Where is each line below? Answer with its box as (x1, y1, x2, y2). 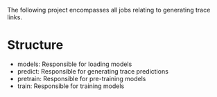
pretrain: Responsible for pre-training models (17, 74, 146, 83)
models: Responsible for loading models (17, 60, 132, 68)
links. (7, 13, 23, 21)
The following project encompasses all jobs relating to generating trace (7, 6, 211, 14)
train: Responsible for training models (17, 82, 125, 90)
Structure (7, 37, 64, 53)
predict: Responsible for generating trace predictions (17, 67, 168, 75)
